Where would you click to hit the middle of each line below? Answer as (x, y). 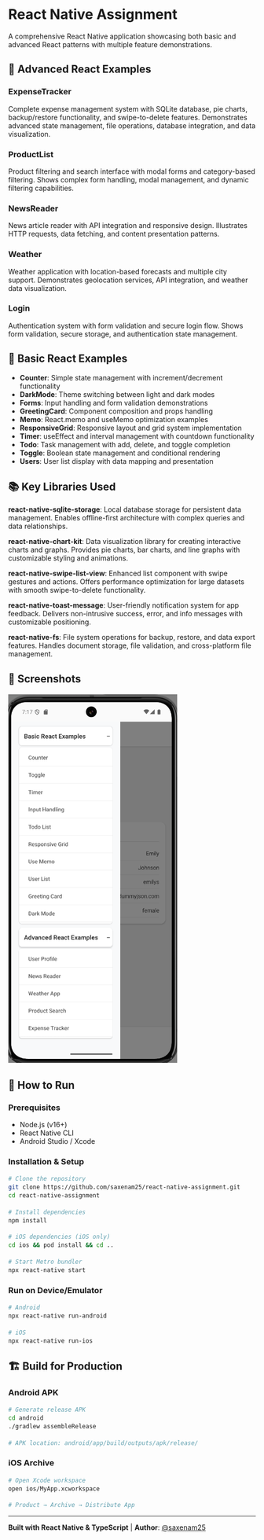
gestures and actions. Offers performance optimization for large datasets (126, 582)
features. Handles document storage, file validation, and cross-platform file (130, 645)
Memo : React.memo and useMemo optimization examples (114, 419)
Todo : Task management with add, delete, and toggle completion (125, 444)
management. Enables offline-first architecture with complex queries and (126, 518)
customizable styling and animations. (68, 558)
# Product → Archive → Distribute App (71, 1505)
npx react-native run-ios (50, 1341)
